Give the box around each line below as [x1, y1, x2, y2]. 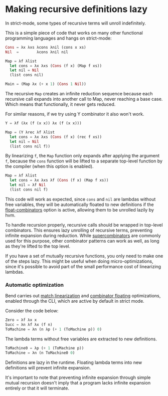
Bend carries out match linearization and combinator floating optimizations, [5, 293, 161, 299]
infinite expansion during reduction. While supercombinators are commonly [5, 232, 161, 239]
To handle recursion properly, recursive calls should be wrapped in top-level [5, 222, 163, 228]
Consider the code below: [5, 308, 59, 314]
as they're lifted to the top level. [5, 243, 71, 249]
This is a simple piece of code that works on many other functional [5, 30, 143, 36]
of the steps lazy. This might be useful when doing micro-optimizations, [5, 258, 153, 264]
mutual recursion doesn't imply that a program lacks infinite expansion [5, 379, 151, 385]
